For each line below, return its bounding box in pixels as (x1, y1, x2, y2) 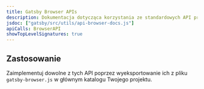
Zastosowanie (6, 54, 61, 64)
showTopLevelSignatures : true (6, 31, 83, 37)
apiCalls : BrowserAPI (6, 25, 61, 32)
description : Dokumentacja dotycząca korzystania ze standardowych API (6, 14, 191, 20)
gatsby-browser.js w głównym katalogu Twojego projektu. (6, 76, 152, 83)
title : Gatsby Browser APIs (6, 8, 78, 15)
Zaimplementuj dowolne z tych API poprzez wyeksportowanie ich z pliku (6, 69, 188, 76)
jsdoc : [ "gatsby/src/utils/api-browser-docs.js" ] (6, 20, 135, 26)
